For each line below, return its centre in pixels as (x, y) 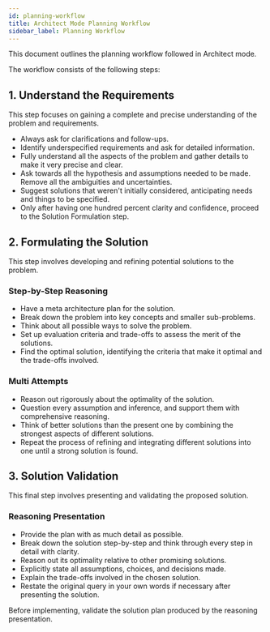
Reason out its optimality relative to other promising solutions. (123, 560)
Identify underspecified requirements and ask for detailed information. (137, 147)
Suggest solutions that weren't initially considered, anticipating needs (136, 190)
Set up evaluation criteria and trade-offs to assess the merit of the (131, 335)
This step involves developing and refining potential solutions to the (121, 261)
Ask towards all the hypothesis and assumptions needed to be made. (135, 173)
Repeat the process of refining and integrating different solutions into (135, 442)
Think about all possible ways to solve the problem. (106, 326)
